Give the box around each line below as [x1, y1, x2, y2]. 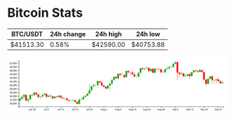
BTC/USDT [11, 30, 43, 38]
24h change [50, 30, 86, 38]
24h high [95, 30, 123, 38]
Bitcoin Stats [7, 5, 83, 21]
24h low [135, 30, 160, 38]
